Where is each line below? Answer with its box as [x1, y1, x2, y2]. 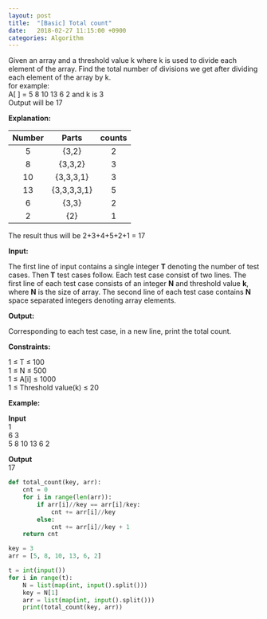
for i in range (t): [8, 574, 73, 582]
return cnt [22, 531, 59, 539]
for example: [8, 81, 50, 91]
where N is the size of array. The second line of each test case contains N [8, 288, 251, 297]
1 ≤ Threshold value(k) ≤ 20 [8, 383, 100, 393]
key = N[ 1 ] [22, 589, 59, 597]
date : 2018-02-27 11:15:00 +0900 [8, 26, 127, 34]
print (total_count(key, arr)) [22, 603, 124, 612]
